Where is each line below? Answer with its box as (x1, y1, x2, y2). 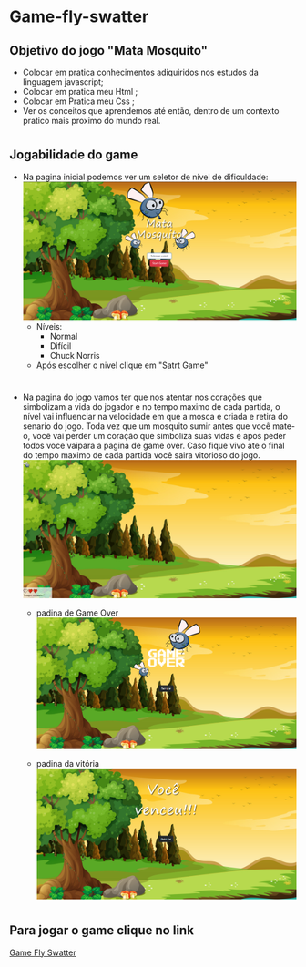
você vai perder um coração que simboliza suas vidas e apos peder (32, 431, 287, 442)
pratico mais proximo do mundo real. (22, 116, 161, 126)
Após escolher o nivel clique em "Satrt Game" (36, 360, 209, 371)
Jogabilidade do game (9, 148, 138, 163)
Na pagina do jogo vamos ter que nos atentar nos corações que (22, 392, 262, 402)
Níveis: (36, 321, 63, 331)
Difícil (49, 340, 72, 351)
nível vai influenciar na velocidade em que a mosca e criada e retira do (22, 412, 289, 422)
